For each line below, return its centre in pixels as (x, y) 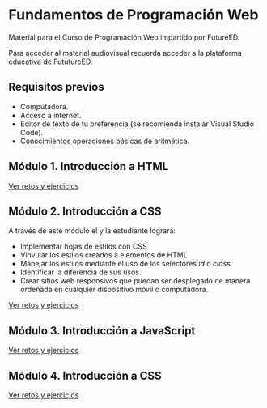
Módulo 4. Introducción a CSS (85, 375)
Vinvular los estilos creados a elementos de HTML (104, 255)
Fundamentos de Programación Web (133, 15)
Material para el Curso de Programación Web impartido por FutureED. (124, 37)
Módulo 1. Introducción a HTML (89, 166)
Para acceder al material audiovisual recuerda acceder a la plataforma (125, 53)
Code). (32, 132)
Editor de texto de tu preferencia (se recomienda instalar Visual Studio (137, 124)
